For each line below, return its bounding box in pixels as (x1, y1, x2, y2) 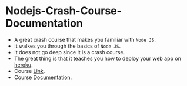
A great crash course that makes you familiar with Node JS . (14, 36, 156, 43)
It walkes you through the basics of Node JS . (14, 42, 121, 49)
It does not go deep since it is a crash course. (14, 48, 125, 55)
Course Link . (14, 67, 45, 74)
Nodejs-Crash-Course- (5, 4, 122, 18)
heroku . (14, 61, 33, 68)
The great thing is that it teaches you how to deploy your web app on (14, 55, 182, 62)
